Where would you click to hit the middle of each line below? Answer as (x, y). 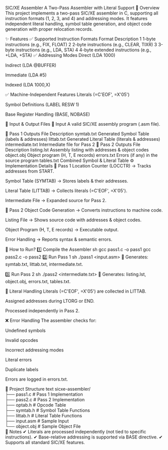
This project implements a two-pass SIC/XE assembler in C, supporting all (82, 13)
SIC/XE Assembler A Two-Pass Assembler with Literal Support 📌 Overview (82, 8)
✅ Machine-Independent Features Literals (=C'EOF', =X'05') (67, 95)
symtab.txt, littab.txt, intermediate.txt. (44, 264)
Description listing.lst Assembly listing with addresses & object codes (77, 150)
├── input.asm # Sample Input (37, 421)
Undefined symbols (26, 330)
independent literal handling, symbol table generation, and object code (78, 24)
